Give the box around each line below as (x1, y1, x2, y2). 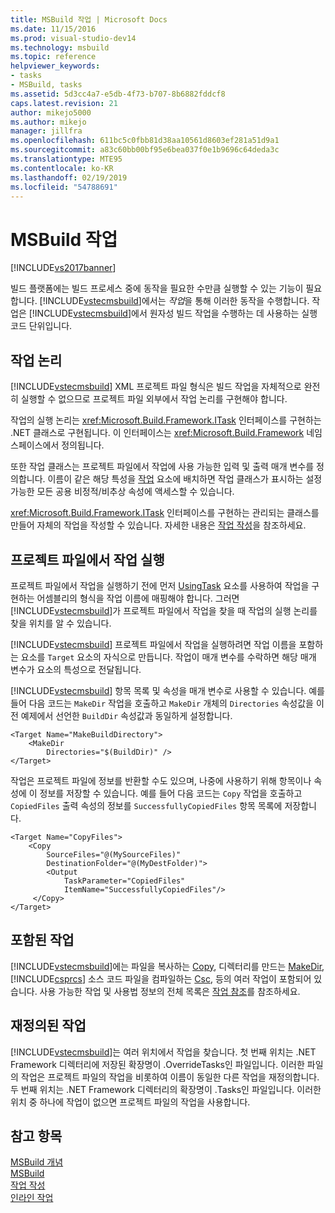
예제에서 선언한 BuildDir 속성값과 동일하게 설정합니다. (20, 709, 233, 721)
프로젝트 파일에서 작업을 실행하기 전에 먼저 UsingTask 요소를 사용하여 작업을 (10, 579, 310, 591)
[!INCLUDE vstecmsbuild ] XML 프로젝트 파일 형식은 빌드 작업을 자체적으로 (10, 381, 302, 393)
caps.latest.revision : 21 (10, 98, 118, 108)
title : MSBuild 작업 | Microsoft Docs (10, 14, 168, 25)
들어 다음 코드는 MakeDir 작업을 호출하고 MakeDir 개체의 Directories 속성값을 (10, 697, 314, 709)
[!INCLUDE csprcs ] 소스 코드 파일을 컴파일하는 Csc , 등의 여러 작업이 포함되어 (10, 972, 312, 985)
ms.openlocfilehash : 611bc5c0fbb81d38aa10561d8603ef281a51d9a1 (10, 136, 280, 146)
